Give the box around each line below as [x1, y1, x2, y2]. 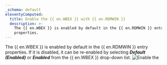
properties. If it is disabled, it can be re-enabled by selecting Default [5, 49, 146, 55]
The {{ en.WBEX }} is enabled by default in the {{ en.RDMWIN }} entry [5, 44, 148, 50]
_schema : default [5, 7, 41, 12]
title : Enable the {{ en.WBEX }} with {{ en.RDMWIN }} [9, 16, 126, 21]
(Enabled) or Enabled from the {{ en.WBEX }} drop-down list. [5, 55, 131, 60]
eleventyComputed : [5, 12, 43, 17]
